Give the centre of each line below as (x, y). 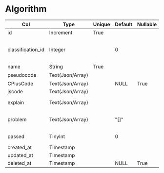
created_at (20, 147)
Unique (102, 24)
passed (16, 136)
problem (17, 119)
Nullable (147, 24)
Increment (61, 33)
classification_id (26, 50)
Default (124, 24)
